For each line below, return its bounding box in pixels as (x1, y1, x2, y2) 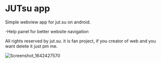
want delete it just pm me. (5, 43, 58, 49)
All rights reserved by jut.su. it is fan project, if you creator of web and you (5, 38, 157, 44)
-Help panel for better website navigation (5, 28, 89, 34)
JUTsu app (5, 3, 50, 14)
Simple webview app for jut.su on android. (5, 19, 91, 25)
